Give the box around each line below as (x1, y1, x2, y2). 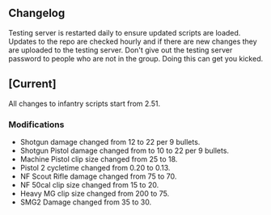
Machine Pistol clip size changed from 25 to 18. (19, 154, 178, 164)
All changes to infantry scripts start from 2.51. (8, 99, 160, 108)
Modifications (8, 119, 65, 130)
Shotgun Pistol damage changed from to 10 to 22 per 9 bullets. (19, 145, 229, 155)
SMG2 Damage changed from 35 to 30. (19, 197, 152, 207)
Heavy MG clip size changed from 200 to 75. (19, 188, 170, 198)
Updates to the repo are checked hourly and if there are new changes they (8, 36, 257, 46)
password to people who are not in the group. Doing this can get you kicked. (8, 53, 264, 63)
